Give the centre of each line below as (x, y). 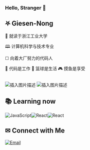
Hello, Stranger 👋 (26, 8)
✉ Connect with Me (35, 131)
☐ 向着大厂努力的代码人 (29, 58)
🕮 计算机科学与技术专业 (30, 46)
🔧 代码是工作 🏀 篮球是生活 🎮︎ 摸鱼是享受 (45, 68)
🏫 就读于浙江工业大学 (26, 36)
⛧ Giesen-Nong (29, 24)
